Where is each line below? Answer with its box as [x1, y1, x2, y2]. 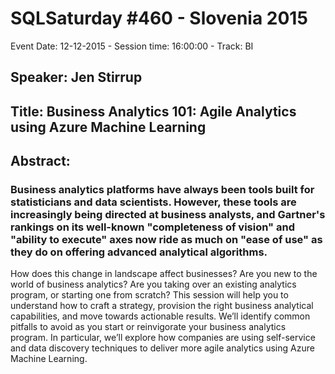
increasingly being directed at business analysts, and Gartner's [10, 208, 326, 222]
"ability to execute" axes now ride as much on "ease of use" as [10, 233, 323, 247]
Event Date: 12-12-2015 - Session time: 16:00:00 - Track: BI [10, 40, 254, 52]
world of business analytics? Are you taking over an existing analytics [10, 278, 297, 291]
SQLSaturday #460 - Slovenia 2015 [10, 7, 308, 30]
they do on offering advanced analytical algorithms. [10, 245, 268, 259]
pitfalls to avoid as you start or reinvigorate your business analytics [10, 321, 287, 333]
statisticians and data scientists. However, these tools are [10, 195, 297, 209]
